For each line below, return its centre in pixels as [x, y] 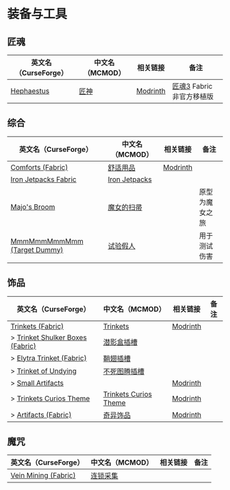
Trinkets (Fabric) [37, 326]
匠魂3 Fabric [192, 86]
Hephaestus [30, 91]
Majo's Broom [33, 207]
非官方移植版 [193, 97]
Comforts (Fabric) [39, 167]
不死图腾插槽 [124, 371]
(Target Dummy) [37, 249]
